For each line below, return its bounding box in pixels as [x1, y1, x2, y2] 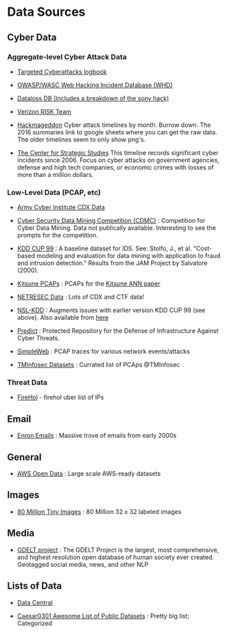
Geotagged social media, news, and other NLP [16, 560, 149, 568]
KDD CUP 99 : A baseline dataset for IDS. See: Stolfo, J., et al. [16, 244, 192, 253]
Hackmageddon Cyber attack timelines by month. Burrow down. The [16, 121, 211, 129]
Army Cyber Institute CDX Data [16, 203, 105, 211]
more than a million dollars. [16, 170, 94, 178]
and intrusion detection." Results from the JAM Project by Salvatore [16, 259, 208, 268]
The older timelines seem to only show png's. [16, 135, 146, 143]
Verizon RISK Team [16, 107, 72, 115]
